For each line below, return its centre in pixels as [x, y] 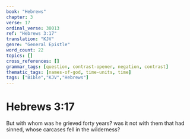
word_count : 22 [25, 50]
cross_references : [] [33, 61]
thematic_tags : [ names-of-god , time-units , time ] [69, 72]
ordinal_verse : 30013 [33, 28]
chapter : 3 [20, 17]
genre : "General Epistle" [38, 45]
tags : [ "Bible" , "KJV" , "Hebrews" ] [47, 77]
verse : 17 [18, 22]
